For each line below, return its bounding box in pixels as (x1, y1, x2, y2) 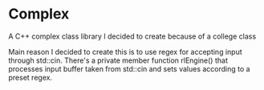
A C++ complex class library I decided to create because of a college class (8, 31, 257, 41)
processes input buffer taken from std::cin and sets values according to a (8, 63, 250, 73)
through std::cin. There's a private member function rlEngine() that (8, 55, 229, 65)
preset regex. (8, 72, 53, 82)
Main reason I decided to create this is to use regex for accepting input (8, 47, 242, 56)
